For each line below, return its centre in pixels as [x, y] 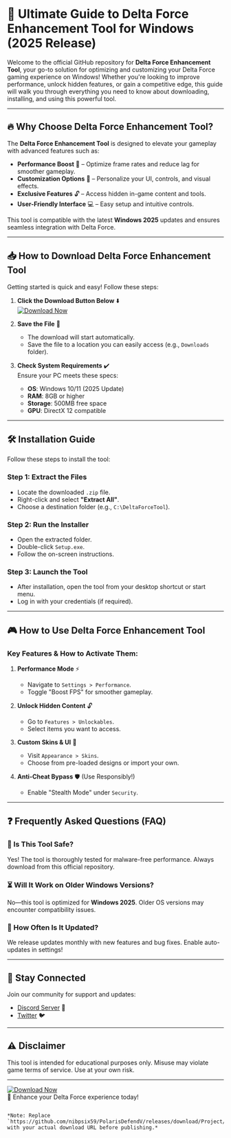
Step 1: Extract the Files [47, 477]
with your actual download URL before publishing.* [82, 1127]
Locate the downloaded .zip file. [64, 492]
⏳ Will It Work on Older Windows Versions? [81, 884]
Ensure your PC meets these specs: [68, 375]
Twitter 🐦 [31, 1016]
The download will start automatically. [81, 337]
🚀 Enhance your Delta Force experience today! [73, 1097]
